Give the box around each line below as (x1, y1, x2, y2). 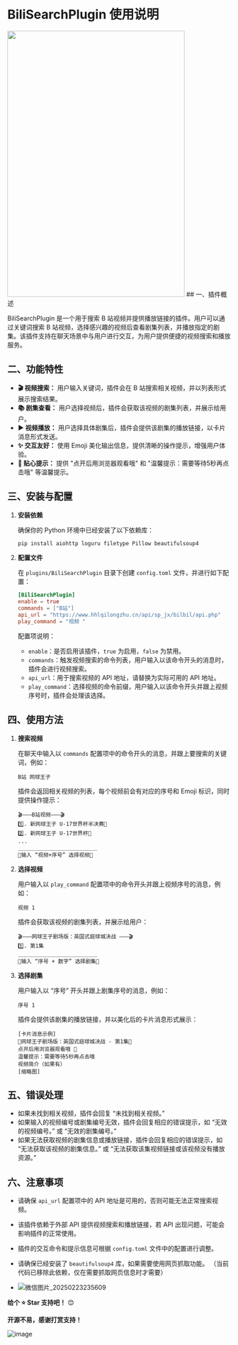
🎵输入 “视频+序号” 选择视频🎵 (17, 852, 93, 859)
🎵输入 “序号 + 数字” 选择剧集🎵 (17, 958, 100, 965)
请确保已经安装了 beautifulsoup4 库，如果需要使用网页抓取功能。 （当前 (17, 1259, 229, 1268)
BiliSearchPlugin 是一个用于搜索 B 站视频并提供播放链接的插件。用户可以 (7, 313, 220, 323)
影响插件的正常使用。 (17, 1229, 80, 1238)
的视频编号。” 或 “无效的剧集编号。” (17, 1127, 117, 1135)
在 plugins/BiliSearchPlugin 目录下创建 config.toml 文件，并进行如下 (17, 569, 223, 577)
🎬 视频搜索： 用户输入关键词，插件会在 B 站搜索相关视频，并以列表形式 (17, 384, 227, 392)
